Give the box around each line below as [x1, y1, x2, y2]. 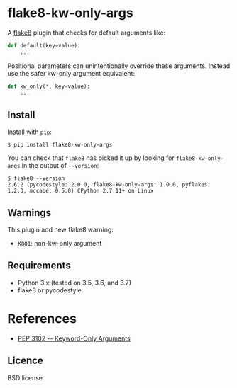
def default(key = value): [7, 42, 81, 49]
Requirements [7, 260, 71, 272]
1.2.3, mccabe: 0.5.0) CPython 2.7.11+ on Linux [7, 188, 154, 195]
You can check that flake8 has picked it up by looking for [7, 154, 175, 162]
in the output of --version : [21, 161, 99, 170]
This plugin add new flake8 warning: [7, 225, 114, 234]
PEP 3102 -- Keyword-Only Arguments [17, 334, 131, 343]
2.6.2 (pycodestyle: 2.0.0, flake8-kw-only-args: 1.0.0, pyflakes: [7, 181, 211, 188]
